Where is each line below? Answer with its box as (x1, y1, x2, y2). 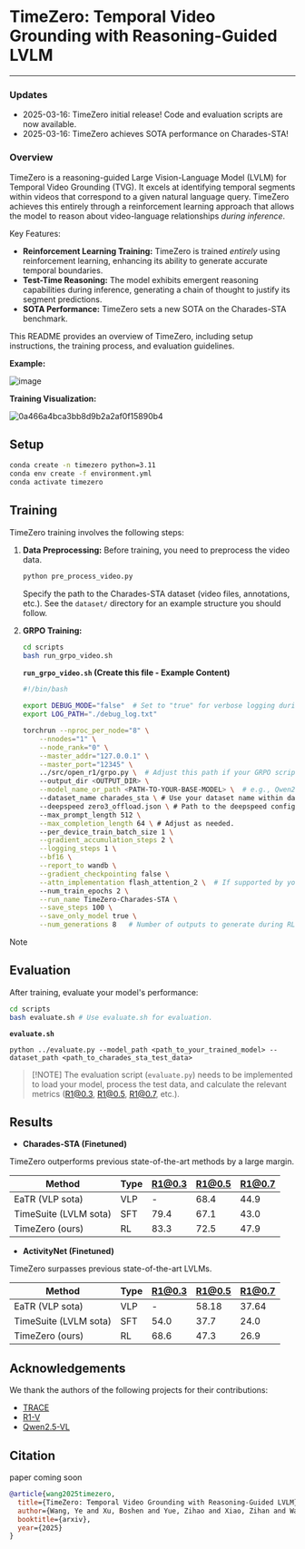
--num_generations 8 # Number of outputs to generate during (39, 920, 283, 929)
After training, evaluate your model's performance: (9, 986, 199, 997)
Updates (9, 88, 48, 101)
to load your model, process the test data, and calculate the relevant (31, 1078, 288, 1090)
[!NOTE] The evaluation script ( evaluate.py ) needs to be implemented (31, 1069, 293, 1080)
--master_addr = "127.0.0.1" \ (39, 751, 150, 760)
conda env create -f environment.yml (9, 469, 152, 478)
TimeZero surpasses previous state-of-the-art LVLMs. (9, 1263, 212, 1274)
